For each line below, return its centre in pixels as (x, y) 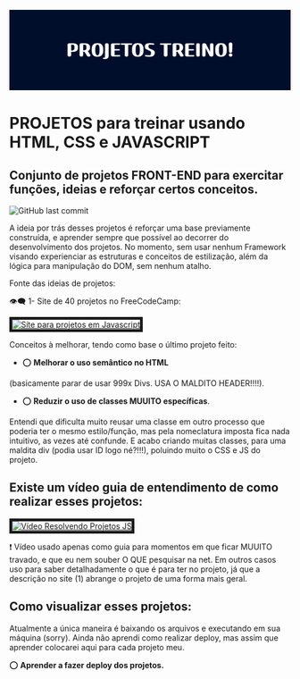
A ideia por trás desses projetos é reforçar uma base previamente (130, 228)
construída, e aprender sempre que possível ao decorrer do (119, 237)
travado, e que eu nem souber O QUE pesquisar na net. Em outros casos (143, 559)
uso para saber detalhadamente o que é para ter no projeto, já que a (135, 569)
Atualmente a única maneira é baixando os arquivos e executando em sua (145, 628)
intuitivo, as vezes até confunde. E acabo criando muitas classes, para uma (148, 440)
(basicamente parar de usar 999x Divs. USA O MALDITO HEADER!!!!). (137, 383)
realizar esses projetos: (76, 502)
